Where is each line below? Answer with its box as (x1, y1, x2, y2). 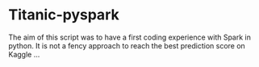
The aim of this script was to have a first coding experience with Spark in (8, 32, 252, 42)
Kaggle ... (8, 49, 40, 59)
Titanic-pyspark (8, 6, 119, 24)
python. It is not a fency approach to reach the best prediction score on (8, 40, 246, 50)
